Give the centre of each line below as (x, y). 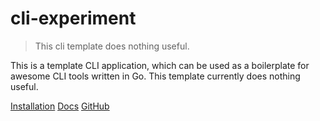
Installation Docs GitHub (60, 106)
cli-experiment (73, 18)
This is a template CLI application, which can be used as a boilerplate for (160, 65)
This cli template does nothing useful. (112, 46)
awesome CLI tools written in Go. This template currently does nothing (155, 76)
